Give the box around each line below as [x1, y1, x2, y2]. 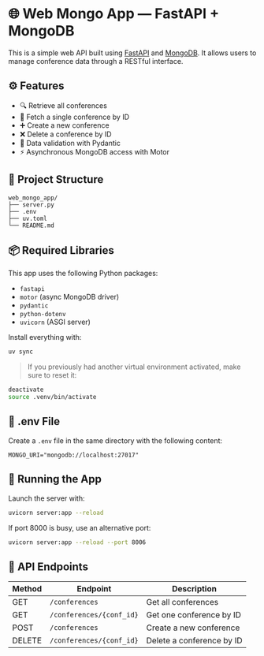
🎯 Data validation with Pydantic [19, 138, 121, 147]
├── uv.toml [8, 214, 47, 222]
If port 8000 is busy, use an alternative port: [8, 523, 151, 532]
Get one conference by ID [146, 609, 242, 621]
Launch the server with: [8, 494, 85, 503]
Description [172, 583, 217, 594]
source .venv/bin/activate [8, 393, 97, 401]
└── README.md [8, 222, 55, 229]
